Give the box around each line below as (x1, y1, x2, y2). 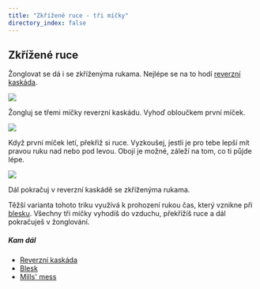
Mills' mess (19, 272, 57, 282)
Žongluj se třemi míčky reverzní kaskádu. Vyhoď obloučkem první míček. (8, 108, 246, 117)
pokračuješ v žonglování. (8, 217, 90, 226)
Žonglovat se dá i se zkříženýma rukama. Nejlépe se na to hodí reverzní (8, 69, 241, 79)
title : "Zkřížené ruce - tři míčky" (8, 11, 129, 20)
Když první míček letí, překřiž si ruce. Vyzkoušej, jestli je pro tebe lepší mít (8, 138, 251, 147)
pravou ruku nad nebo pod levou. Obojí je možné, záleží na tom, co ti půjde (8, 146, 252, 156)
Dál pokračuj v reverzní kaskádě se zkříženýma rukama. (8, 185, 190, 195)
